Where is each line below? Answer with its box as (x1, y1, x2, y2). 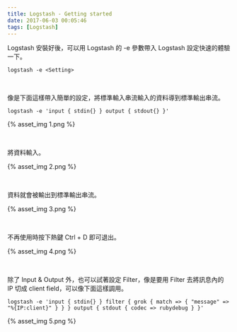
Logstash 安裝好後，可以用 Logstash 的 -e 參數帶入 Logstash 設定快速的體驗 (7, 44, 231, 52)
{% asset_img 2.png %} (7, 162, 76, 171)
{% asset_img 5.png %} (7, 317, 76, 326)
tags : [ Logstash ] (7, 23, 59, 30)
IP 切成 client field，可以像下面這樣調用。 (7, 284, 128, 293)
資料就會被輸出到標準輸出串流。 (7, 191, 100, 199)
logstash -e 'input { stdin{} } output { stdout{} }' (7, 107, 170, 115)
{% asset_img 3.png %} (7, 205, 76, 213)
